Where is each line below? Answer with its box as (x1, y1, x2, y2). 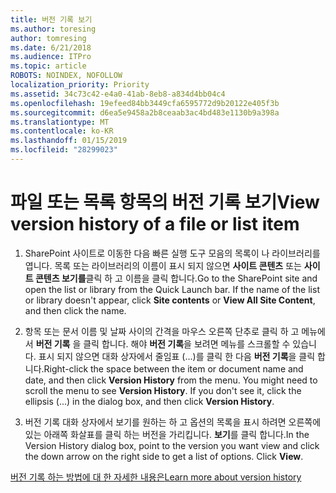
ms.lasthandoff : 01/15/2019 (10, 136, 128, 146)
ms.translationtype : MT (10, 117, 110, 127)
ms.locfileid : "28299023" (10, 145, 118, 155)
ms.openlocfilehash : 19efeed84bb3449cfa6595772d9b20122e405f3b (10, 98, 280, 108)
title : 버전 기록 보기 (10, 14, 93, 25)
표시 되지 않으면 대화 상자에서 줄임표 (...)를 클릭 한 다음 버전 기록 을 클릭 (38, 350, 316, 362)
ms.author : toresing (10, 24, 97, 34)
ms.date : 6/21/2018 (10, 42, 92, 53)
